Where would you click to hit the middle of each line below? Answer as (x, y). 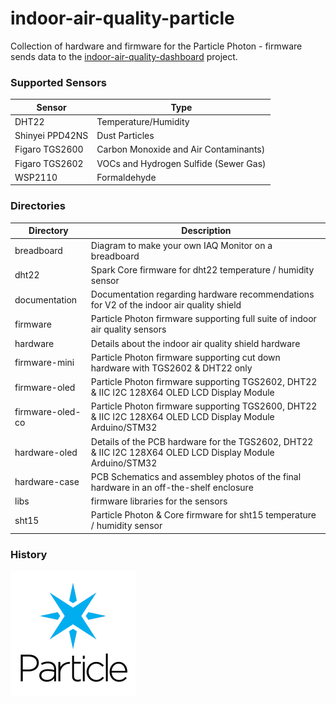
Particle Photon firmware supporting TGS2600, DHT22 (204, 406)
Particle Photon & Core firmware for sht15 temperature (203, 515)
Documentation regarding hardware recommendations (202, 294)
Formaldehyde (126, 177)
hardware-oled (46, 452)
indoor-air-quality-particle (122, 18)
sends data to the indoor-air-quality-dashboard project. (124, 56)
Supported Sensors (58, 82)
